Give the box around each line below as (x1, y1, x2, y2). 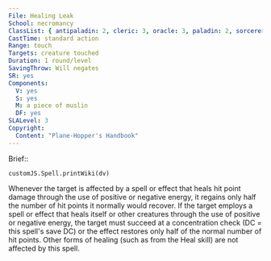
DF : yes (15, 110, 42, 118)
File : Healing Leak (8, 11, 74, 20)
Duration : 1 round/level (8, 57, 92, 65)
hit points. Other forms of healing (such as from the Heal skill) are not (8, 234, 239, 244)
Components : (8, 79, 48, 87)
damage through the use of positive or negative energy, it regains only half (8, 192, 256, 201)
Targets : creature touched (8, 49, 99, 57)
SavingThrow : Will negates (8, 64, 99, 72)
